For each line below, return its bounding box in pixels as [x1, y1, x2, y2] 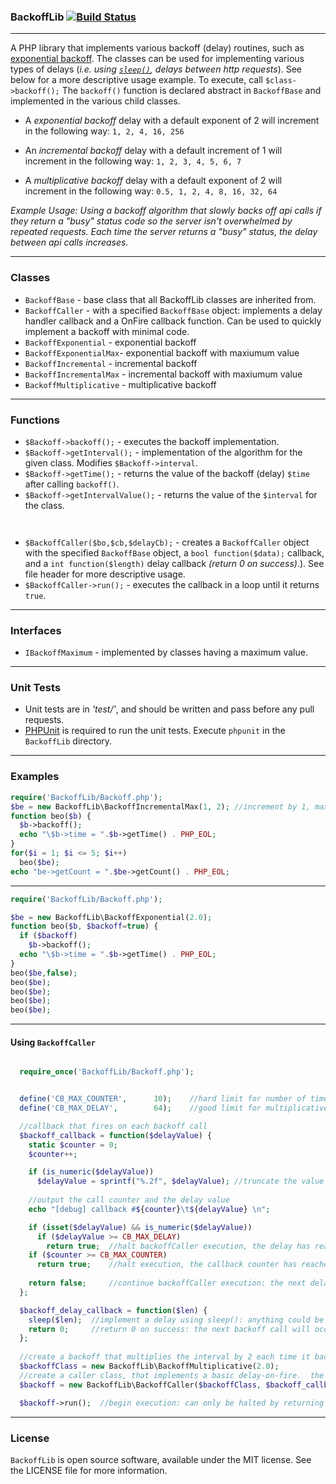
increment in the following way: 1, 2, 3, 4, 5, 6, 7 [24, 155, 242, 167]
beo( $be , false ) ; [10, 968, 78, 978]
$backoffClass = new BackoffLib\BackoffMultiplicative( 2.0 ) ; [19, 1361, 280, 1372]
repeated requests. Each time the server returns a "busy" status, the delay [10, 226, 318, 238]
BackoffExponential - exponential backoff [24, 336, 197, 348]
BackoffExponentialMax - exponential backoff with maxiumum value [24, 346, 300, 359]
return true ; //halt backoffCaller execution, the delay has [46, 1241, 311, 1251]
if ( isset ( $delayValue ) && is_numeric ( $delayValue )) [28, 1222, 253, 1232]
